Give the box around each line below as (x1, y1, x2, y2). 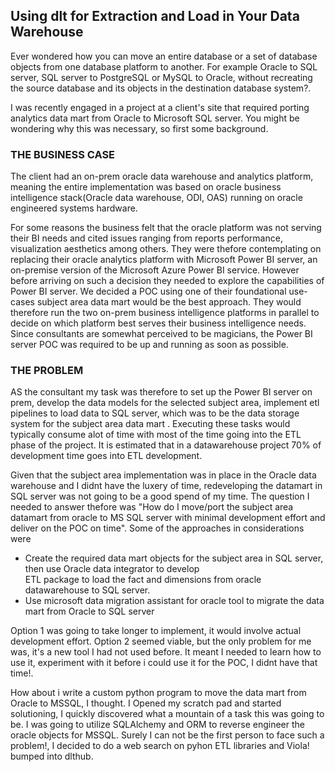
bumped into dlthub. (10, 750, 94, 763)
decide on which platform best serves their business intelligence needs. (10, 317, 307, 329)
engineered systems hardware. (10, 202, 138, 214)
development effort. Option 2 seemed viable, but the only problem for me (10, 635, 312, 648)
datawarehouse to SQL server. (24, 584, 151, 596)
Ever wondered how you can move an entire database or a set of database (10, 50, 318, 62)
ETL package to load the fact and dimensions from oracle (24, 574, 262, 586)
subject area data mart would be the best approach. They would (36, 296, 302, 308)
